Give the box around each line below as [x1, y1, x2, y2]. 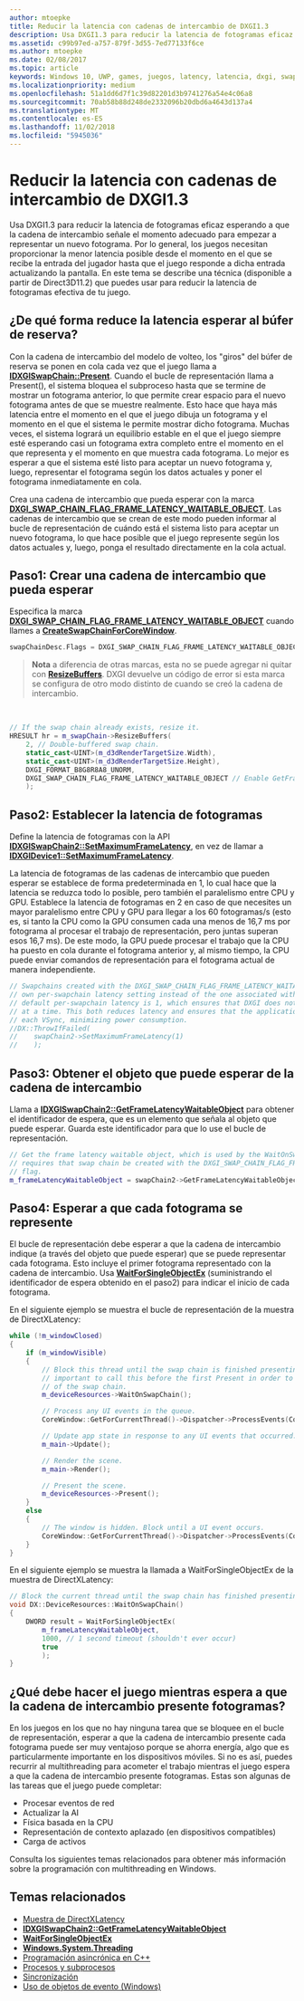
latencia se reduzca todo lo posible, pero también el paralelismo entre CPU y [9, 887, 295, 898]
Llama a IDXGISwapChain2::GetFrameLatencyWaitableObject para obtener [9, 1104, 295, 1115]
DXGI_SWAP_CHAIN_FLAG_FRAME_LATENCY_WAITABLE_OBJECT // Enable [25, 773, 270, 783]
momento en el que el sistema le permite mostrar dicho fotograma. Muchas [9, 418, 290, 429]
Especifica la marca [9, 606, 83, 617]
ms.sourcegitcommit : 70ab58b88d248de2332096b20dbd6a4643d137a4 [9, 97, 253, 107]
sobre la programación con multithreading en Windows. [9, 1863, 217, 1874]
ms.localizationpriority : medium [9, 81, 136, 90]
